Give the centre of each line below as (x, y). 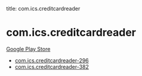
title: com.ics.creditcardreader (43, 9)
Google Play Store (28, 49)
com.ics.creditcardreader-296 (52, 60)
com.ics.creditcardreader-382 (52, 66)
